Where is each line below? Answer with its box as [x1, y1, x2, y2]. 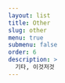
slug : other [8, 26, 47, 34]
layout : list [8, 11, 51, 20]
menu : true [8, 33, 44, 42]
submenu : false [8, 41, 58, 49]
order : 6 [8, 48, 37, 56]
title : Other [8, 19, 51, 27]
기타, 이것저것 [15, 63, 55, 71]
